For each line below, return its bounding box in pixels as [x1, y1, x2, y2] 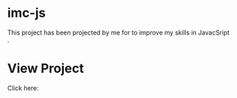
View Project [7, 61, 84, 77]
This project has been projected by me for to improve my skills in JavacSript [7, 28, 230, 37]
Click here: [7, 83, 39, 92]
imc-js [7, 5, 46, 21]
